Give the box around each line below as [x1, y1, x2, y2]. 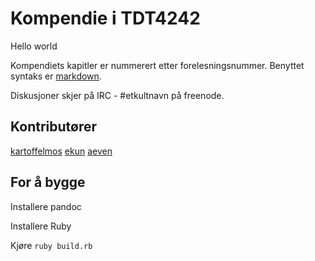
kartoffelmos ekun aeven [10, 145, 113, 157]
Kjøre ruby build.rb [10, 239, 93, 251]
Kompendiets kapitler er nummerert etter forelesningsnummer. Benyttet [10, 59, 305, 71]
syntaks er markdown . [10, 70, 102, 82]
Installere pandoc [10, 200, 82, 212]
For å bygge [10, 174, 86, 191]
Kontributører [10, 118, 98, 136]
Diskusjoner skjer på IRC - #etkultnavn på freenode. [10, 89, 225, 101]
